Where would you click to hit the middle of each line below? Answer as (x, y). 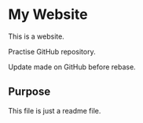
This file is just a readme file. (55, 110)
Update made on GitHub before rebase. (72, 67)
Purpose (29, 92)
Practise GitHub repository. (52, 51)
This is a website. (36, 36)
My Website (48, 15)
